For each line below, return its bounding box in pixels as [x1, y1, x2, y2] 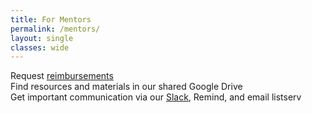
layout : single [10, 33, 74, 43]
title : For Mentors [10, 14, 92, 25]
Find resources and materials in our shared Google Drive [10, 81, 243, 93]
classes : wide [10, 42, 70, 53]
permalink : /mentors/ [10, 24, 101, 34]
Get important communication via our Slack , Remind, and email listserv [10, 91, 302, 103]
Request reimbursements [10, 70, 114, 82]
